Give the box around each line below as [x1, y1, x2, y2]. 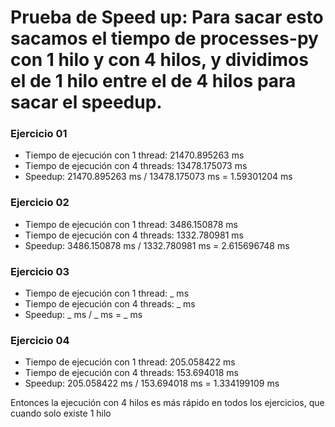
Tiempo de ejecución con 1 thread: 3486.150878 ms [24, 218, 238, 230]
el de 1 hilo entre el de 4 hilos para [10, 70, 297, 93]
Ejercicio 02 [10, 196, 70, 210]
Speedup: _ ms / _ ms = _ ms [24, 309, 143, 321]
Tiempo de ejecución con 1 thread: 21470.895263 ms [24, 149, 245, 161]
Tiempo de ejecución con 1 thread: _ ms [24, 287, 190, 300]
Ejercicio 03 [10, 264, 70, 278]
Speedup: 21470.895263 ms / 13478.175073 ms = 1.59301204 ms [24, 171, 293, 183]
